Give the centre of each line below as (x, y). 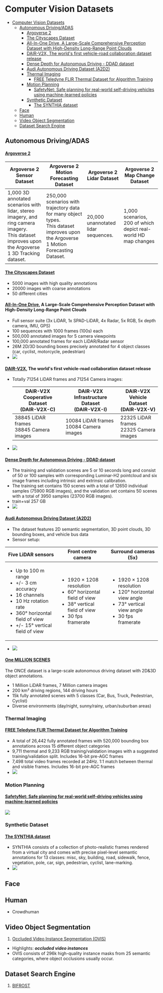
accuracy (26, 589)
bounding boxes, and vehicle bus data (50, 534)
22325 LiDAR (136, 418)
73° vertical (131, 604)
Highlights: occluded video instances (50, 948)
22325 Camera (138, 430)
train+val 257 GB (29, 501)
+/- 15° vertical (34, 625)
